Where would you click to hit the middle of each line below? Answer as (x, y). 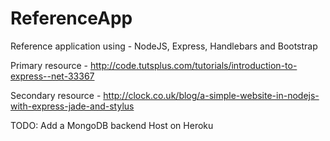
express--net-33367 (52, 76)
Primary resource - (49, 65)
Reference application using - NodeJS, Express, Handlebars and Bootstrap (164, 46)
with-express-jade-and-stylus (72, 106)
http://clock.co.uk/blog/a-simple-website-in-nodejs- (211, 95)
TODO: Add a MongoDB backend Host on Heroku (112, 125)
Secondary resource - (56, 95)
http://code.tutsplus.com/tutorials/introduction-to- (193, 65)
